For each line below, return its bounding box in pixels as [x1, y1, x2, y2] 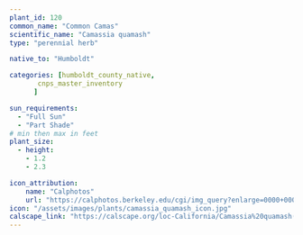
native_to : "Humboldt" [9, 55, 95, 64]
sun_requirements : [9, 104, 78, 113]
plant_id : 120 [9, 13, 63, 23]
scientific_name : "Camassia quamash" [9, 30, 151, 39]
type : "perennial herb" [9, 38, 99, 48]
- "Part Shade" [17, 121, 75, 130]
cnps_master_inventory [37, 79, 124, 88]
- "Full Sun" [17, 112, 67, 122]
